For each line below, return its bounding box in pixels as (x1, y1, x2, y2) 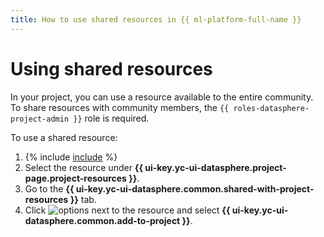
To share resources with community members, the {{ (10, 101, 230, 113)
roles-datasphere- (233, 103, 310, 113)
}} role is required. (73, 112, 150, 124)
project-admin (10, 114, 70, 124)
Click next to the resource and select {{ (24, 204, 231, 216)
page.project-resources (24, 172, 127, 184)
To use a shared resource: (10, 131, 118, 143)
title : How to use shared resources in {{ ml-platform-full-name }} (10, 14, 302, 25)
